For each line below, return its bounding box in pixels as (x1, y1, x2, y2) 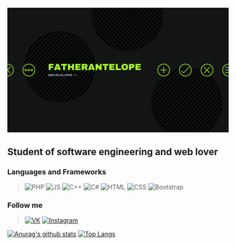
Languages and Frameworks (7, 166, 107, 176)
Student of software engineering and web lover (7, 145, 218, 158)
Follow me (7, 201, 44, 211)
